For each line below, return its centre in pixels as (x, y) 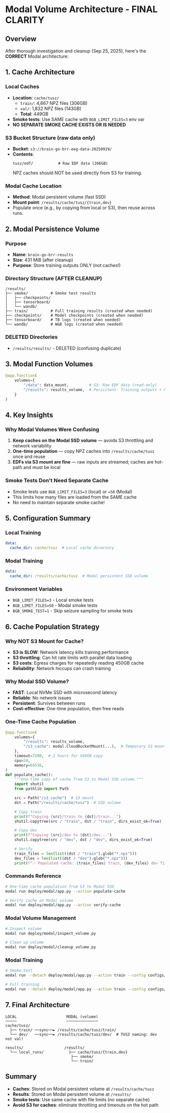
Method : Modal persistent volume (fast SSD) (59, 197)
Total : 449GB (34, 114)
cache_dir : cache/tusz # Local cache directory (62, 548)
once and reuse (29, 456)
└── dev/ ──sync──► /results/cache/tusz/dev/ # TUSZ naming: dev (83, 1034)
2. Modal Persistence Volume (52, 229)
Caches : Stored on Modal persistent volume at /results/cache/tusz (83, 1089)
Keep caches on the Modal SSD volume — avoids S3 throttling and (83, 440)
